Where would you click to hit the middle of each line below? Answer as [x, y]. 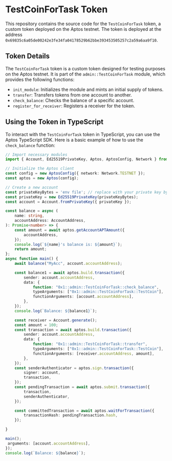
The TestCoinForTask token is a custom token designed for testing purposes [85, 68]
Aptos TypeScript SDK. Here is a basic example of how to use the [74, 140]
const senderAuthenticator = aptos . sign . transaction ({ [74, 368]
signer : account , [42, 373]
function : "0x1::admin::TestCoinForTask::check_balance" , [96, 287]
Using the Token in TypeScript [55, 122]
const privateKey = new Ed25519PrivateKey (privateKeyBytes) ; [72, 197]
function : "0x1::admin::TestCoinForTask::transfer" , [90, 344]
